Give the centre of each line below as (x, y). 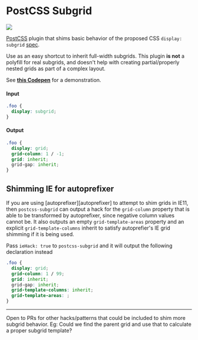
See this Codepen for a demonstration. (54, 80)
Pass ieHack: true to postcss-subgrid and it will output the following (89, 246)
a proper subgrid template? (39, 331)
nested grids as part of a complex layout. (56, 68)
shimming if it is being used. (40, 234)
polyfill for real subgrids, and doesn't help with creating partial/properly (93, 62)
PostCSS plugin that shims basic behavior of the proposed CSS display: (94, 38)
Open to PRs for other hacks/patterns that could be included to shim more (96, 318)
